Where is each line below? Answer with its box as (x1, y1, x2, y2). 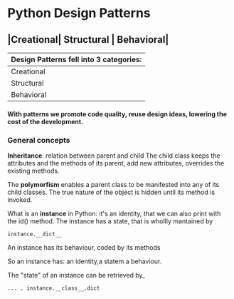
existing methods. (7, 166, 60, 175)
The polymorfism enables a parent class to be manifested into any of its (7, 180, 220, 188)
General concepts (7, 135, 70, 145)
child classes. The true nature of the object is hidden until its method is (7, 188, 216, 196)
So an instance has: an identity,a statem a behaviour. (7, 257, 162, 265)
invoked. (7, 195, 33, 204)
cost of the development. (7, 117, 84, 126)
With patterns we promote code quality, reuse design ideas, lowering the (7, 109, 228, 118)
